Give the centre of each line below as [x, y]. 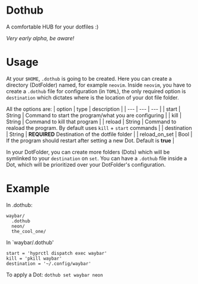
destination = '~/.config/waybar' [49, 264]
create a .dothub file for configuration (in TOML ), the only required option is [96, 91]
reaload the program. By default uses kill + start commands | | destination [99, 127]
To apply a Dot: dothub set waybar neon [55, 275]
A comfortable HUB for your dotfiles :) [52, 27]
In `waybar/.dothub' [30, 242]
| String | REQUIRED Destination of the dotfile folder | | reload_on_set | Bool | [99, 134]
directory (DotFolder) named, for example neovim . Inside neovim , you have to [99, 85]
